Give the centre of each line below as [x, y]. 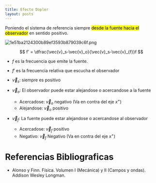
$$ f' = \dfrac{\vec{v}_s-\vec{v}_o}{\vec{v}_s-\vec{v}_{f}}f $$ [81, 52]
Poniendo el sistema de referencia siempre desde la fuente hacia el [72, 28]
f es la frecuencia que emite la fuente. [50, 61]
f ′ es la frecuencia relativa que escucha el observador [66, 70]
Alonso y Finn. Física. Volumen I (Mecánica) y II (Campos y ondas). [79, 170]
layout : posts [19, 14]
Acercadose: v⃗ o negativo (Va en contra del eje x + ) [70, 102]
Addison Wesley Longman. [39, 175]
